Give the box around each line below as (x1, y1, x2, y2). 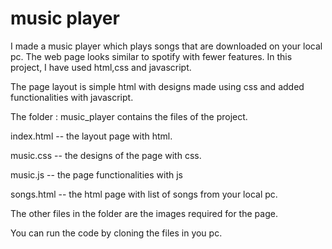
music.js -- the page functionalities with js (10, 168, 183, 181)
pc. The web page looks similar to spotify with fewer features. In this (10, 50, 293, 62)
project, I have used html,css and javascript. (10, 61, 192, 73)
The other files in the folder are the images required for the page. (10, 207, 278, 219)
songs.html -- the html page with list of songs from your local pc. (10, 188, 278, 200)
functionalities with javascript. (10, 91, 134, 103)
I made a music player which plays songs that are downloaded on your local (10, 40, 323, 52)
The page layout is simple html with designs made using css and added (10, 80, 305, 92)
